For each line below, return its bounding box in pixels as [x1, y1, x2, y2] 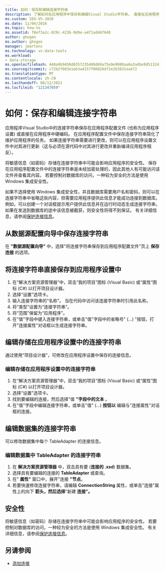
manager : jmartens [5, 44, 43, 49]
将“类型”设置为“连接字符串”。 [12, 304, 72, 310]
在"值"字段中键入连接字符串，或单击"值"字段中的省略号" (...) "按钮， [12, 316, 150, 322]
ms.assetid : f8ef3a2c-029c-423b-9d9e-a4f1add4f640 [5, 30, 111, 35]
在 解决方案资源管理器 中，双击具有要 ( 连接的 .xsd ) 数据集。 [12, 464, 134, 470]
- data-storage [5, 58, 36, 63]
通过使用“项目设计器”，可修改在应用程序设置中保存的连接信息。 [5, 352, 134, 358]
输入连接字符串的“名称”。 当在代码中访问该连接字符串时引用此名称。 [12, 298, 151, 304]
